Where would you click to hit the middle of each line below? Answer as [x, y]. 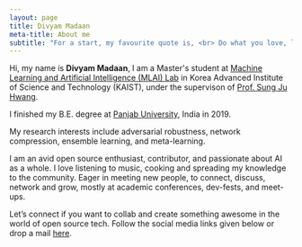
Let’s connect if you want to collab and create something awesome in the [145, 214]
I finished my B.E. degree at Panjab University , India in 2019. [120, 114]
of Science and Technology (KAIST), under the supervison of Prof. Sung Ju [148, 87]
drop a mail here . [40, 234]
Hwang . [24, 97]
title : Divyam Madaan [50, 26]
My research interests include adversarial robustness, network [125, 132]
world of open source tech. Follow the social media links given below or [142, 224]
